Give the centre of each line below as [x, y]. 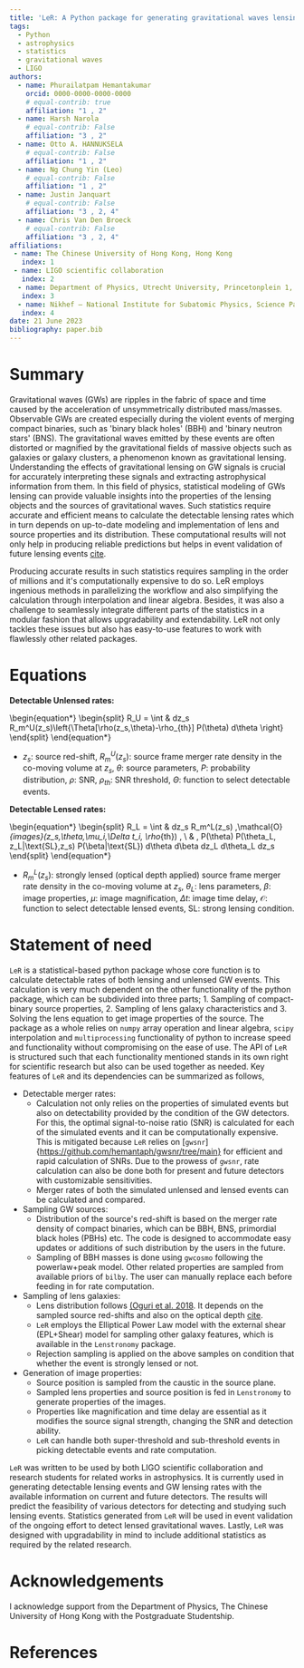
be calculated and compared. [90, 1200]
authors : [26, 77]
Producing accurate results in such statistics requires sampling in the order [149, 571]
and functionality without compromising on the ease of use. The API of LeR [148, 1047]
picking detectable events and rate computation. [126, 1450]
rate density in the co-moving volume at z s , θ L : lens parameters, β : [147, 887]
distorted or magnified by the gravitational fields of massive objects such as [151, 447]
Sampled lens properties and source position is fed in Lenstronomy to [163, 1392]
